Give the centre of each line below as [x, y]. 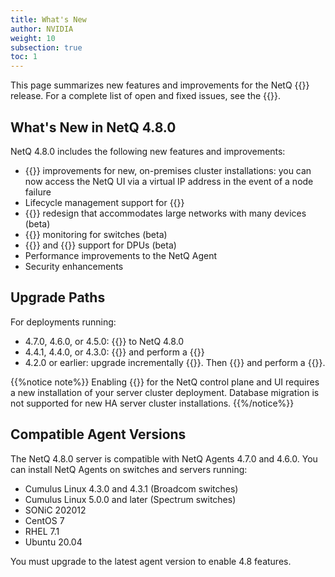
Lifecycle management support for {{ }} [104, 202]
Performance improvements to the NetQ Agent [120, 255]
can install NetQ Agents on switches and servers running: [129, 469]
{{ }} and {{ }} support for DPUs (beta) [100, 245]
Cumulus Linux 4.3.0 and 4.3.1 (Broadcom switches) [131, 488]
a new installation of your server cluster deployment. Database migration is [165, 392]
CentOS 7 [44, 520]
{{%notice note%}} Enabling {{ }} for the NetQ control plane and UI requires [165, 382]
